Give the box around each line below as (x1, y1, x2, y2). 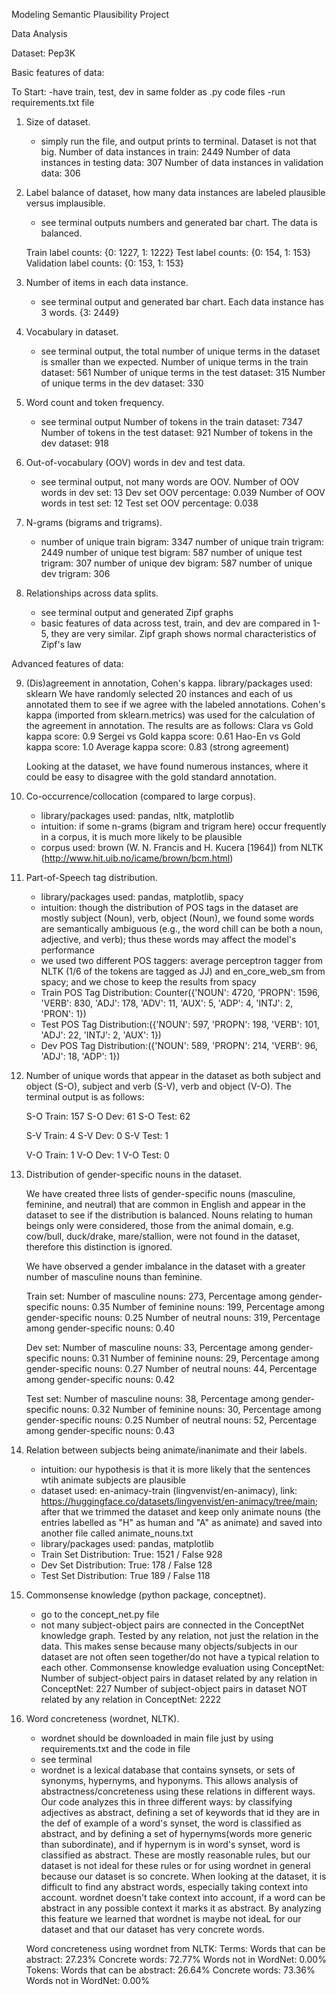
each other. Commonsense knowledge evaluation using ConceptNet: (40, 1662, 325, 1673)
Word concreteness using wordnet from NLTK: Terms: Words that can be (25, 1943, 326, 1954)
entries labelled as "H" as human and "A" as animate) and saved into (40, 1517, 323, 1528)
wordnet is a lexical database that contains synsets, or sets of (40, 1764, 296, 1776)
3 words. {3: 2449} (40, 307, 120, 318)
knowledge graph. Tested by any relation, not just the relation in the (40, 1630, 319, 1641)
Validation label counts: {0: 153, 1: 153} (25, 257, 184, 269)
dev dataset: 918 (40, 437, 109, 449)
